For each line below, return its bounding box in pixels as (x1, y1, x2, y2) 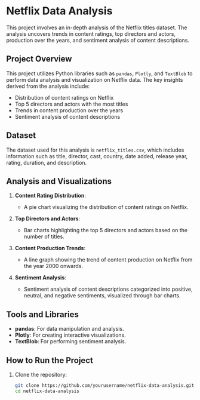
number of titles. (23, 233, 64, 240)
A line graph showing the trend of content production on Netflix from (23, 256, 193, 263)
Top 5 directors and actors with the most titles (14, 100, 128, 107)
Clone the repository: (14, 371, 67, 378)
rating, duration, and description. (6, 159, 87, 166)
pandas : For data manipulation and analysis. (14, 325, 124, 333)
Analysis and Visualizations (6, 176, 112, 186)
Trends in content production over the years (14, 106, 124, 114)
